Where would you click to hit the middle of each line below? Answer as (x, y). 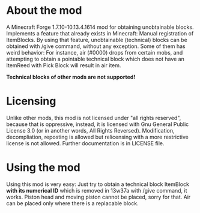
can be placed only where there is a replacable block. (73, 203)
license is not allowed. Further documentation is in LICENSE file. (85, 143)
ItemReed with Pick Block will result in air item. (64, 65)
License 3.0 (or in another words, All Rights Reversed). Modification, (91, 130)
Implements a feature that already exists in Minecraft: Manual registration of (100, 33)
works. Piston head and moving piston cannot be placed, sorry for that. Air (98, 197)
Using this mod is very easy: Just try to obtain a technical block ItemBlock (98, 184)
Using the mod (43, 168)
